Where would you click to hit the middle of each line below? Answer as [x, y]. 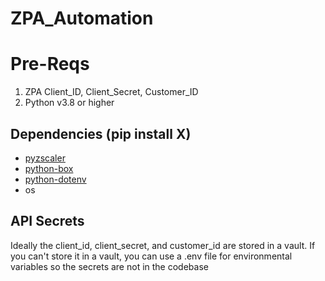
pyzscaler [45, 158]
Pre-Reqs [50, 64]
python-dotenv [55, 179]
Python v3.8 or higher [69, 103]
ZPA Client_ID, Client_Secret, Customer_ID [111, 92]
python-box [49, 168]
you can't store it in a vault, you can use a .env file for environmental [151, 256]
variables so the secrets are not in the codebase [109, 266]
